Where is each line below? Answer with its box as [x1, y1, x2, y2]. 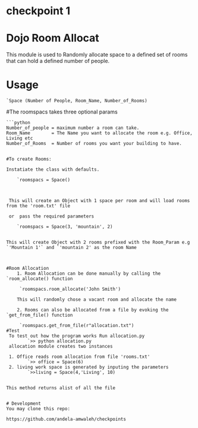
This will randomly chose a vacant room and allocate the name [17, 297, 177, 303]
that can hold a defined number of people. [6, 58, 110, 65]
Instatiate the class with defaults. [6, 166, 100, 173]
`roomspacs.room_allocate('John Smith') [19, 287, 121, 292]
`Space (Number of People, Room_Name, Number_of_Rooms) [6, 98, 147, 104]
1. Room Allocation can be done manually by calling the [17, 270, 161, 277]
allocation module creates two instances [8, 344, 113, 350]
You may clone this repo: [6, 406, 70, 412]
